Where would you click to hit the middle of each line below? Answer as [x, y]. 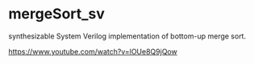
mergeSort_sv [56, 14]
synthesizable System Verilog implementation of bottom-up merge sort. [127, 36]
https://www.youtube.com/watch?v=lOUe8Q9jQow [93, 51]
